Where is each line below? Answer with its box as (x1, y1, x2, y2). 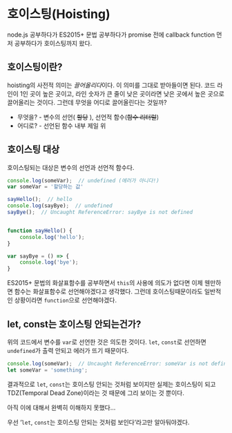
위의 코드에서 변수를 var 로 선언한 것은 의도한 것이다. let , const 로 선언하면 (7, 338, 207, 346)
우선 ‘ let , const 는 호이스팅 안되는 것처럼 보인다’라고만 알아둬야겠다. (7, 418, 190, 426)
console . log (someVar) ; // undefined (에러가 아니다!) (7, 177, 160, 184)
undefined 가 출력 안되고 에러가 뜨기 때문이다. (7, 347, 129, 354)
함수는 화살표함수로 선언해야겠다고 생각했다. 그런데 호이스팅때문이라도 (14, 287, 203, 296)
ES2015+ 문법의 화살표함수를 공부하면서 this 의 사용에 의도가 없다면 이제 (7, 279, 204, 287)
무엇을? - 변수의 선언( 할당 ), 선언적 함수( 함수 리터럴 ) (17, 113, 159, 121)
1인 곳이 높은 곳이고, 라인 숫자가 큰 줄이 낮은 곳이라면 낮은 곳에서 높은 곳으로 (19, 89, 224, 97)
